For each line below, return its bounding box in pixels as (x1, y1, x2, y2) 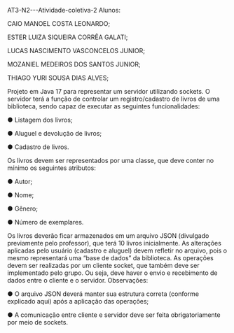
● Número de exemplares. (7, 218, 84, 226)
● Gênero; (7, 204, 39, 213)
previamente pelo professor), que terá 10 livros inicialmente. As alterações (7, 239, 222, 247)
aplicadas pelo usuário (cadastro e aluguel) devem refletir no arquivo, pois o (7, 246, 228, 255)
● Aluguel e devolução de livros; (7, 129, 102, 137)
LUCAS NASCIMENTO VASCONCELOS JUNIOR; (7, 47, 146, 55)
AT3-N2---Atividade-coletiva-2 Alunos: (7, 6, 121, 14)
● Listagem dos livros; (7, 115, 73, 124)
